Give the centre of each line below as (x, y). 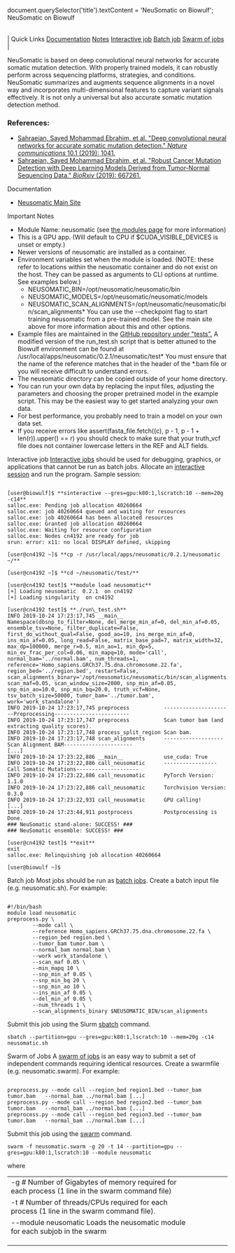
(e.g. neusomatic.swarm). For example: (64, 1071)
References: (29, 123)
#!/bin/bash (24, 907)
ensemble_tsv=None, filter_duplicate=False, (73, 628)
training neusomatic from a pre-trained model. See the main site (120, 319)
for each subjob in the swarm (59, 1231)
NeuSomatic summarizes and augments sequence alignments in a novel (111, 82)
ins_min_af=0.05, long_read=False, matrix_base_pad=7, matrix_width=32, (115, 641)
